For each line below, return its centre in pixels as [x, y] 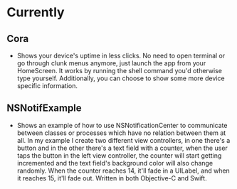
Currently [36, 12]
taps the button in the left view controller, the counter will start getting [119, 155]
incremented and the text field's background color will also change [115, 163]
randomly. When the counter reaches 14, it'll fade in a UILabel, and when [123, 171]
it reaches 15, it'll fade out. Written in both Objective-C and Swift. [112, 178]
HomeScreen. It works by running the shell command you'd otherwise [119, 71]
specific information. [47, 86]
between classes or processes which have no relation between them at [121, 133]
